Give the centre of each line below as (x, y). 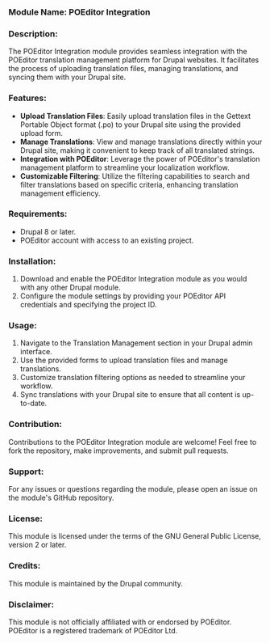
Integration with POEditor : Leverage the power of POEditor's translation (140, 159)
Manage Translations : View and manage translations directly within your (141, 142)
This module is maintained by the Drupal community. (96, 583)
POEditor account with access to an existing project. (107, 240)
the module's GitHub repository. (61, 497)
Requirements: (38, 214)
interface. (36, 352)
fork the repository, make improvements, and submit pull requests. (119, 451)
